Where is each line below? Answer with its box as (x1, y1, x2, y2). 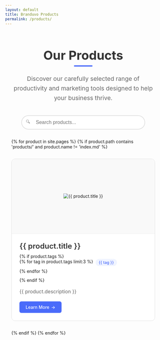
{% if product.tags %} (19, 253, 64, 259)
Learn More (25, 304, 50, 310)
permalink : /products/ (5, 16, 52, 21)
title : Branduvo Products (5, 12, 58, 17)
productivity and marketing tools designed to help (13, 84, 153, 92)
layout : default (5, 7, 39, 12)
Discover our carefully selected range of (27, 75, 140, 83)
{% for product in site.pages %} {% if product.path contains (11, 138, 134, 144)
